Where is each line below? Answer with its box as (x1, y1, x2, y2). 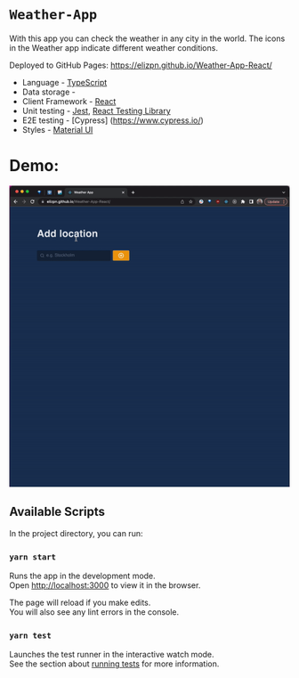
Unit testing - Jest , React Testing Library (21, 105, 171, 116)
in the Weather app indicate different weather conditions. (9, 42, 218, 53)
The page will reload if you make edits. (9, 597, 151, 608)
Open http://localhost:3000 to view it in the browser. (9, 579, 201, 591)
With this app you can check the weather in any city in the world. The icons (9, 33, 286, 44)
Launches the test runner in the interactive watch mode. (9, 649, 215, 660)
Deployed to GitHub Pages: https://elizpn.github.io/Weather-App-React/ (9, 60, 273, 70)
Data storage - (21, 86, 76, 97)
